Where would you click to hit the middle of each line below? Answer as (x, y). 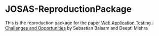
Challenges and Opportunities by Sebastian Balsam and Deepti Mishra (77, 28)
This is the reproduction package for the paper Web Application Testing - (79, 23)
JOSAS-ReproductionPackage (68, 9)
